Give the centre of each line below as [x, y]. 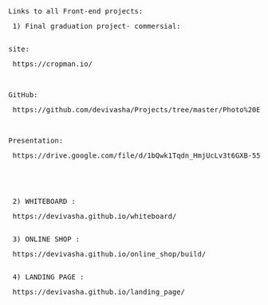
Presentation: [36, 141]
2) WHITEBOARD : [44, 201]
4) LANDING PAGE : [48, 277]
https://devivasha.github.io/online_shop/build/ [109, 254]
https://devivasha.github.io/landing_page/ [99, 292]
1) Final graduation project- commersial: [97, 26]
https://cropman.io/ [53, 64]
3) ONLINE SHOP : [46, 239]
